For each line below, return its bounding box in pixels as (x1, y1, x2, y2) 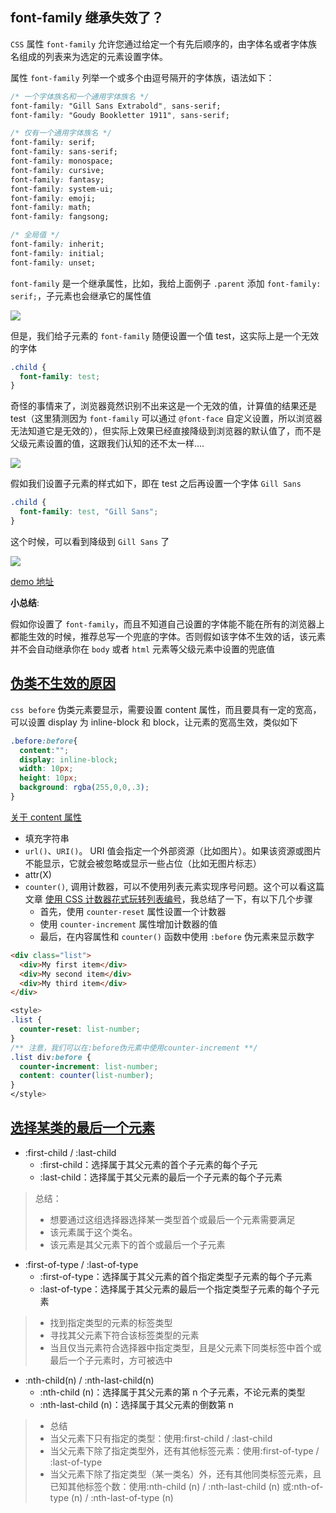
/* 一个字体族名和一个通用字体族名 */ (10, 91, 150, 102)
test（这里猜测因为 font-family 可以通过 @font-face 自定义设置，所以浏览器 (10, 413, 323, 425)
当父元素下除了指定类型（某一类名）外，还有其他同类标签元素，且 (49, 1468, 322, 1480)
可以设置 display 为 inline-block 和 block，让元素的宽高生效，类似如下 (10, 716, 298, 728)
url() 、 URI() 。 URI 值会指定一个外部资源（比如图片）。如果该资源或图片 (24, 844, 322, 857)
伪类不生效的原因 (10, 675, 116, 692)
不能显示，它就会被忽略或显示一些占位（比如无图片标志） (24, 857, 262, 869)
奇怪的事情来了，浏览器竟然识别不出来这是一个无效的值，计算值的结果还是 (10, 400, 317, 412)
